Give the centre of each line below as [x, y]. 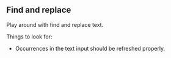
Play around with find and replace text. [55, 24]
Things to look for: [29, 37]
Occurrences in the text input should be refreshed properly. [90, 48]
